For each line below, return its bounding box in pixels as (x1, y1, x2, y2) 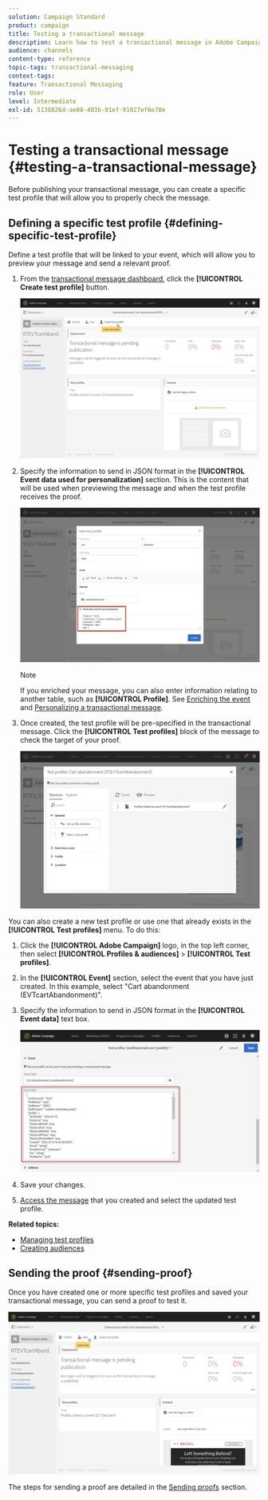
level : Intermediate (8, 97, 77, 106)
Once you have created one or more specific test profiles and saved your (8, 1287, 249, 1297)
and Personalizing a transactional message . (19, 702, 164, 712)
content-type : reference (8, 55, 91, 63)
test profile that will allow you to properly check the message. (8, 193, 211, 203)
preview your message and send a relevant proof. (8, 258, 171, 268)
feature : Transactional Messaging (8, 80, 124, 88)
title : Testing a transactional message (8, 30, 145, 38)
